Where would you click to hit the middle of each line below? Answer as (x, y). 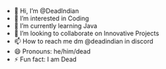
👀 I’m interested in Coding (51, 18)
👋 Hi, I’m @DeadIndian (46, 11)
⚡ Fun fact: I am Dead (45, 59)
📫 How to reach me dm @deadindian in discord (83, 41)
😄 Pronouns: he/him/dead (52, 51)
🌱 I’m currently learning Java (56, 26)
